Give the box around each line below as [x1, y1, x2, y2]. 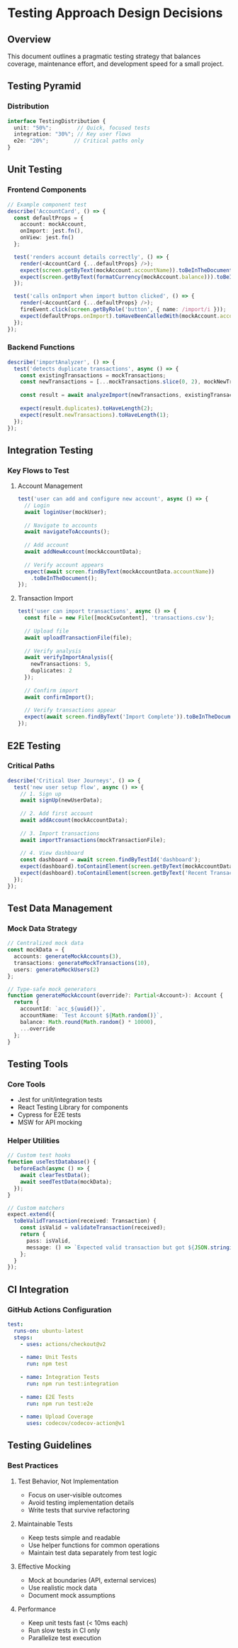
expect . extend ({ [7, 1211, 55, 1218]
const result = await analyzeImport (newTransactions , [20, 392, 182, 399]
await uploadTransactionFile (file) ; [24, 634, 132, 641]
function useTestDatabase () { [7, 1159, 97, 1166]
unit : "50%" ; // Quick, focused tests [13, 124, 151, 131]
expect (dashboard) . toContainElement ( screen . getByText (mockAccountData [20, 863, 233, 871]
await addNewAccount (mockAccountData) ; [24, 548, 142, 555]
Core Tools [7, 1079, 46, 1089]
